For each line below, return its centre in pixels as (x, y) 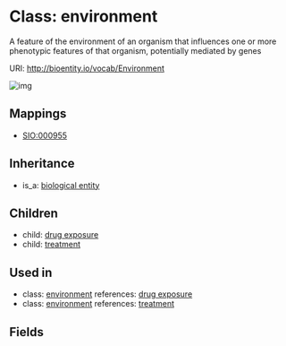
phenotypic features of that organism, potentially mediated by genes (135, 50)
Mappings (38, 114)
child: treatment (51, 245)
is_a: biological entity (61, 185)
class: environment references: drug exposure (107, 294)
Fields (27, 332)
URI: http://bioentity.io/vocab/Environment (87, 68)
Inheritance (42, 164)
